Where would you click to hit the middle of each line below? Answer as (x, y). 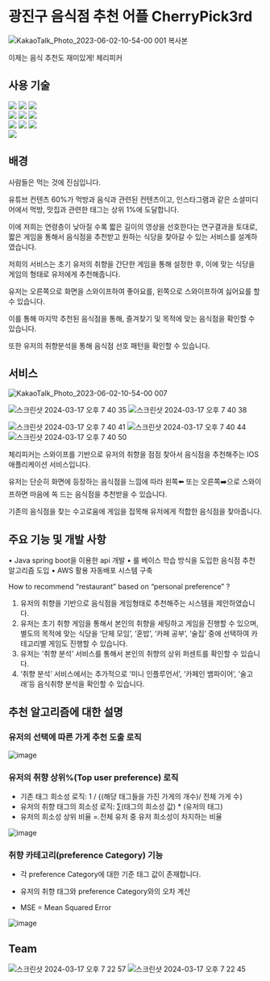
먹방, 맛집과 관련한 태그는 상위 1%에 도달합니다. (104, 209)
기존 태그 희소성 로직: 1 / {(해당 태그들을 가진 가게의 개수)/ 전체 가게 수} (131, 797)
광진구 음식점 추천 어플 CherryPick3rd (131, 17)
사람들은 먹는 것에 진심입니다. (55, 182)
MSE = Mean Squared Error (66, 908)
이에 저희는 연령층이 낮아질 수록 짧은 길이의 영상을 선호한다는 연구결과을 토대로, (133, 226)
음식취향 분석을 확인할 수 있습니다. (91, 684)
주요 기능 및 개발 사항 (57, 539)
